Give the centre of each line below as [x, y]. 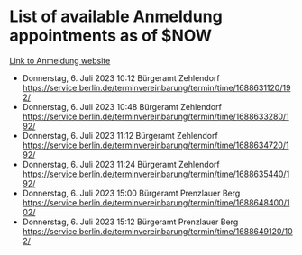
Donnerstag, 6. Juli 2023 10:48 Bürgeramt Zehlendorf [122, 106]
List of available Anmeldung [116, 17]
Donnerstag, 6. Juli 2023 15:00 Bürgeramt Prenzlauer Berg [131, 193]
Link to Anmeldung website [60, 60]
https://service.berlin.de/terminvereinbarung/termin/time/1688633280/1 [156, 116]
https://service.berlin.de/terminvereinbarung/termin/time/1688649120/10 [157, 231]
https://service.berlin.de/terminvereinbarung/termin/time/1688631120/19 [156, 87]
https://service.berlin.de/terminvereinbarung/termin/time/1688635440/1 [156, 174]
